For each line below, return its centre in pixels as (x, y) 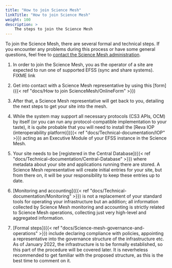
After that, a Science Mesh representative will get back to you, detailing (88, 101)
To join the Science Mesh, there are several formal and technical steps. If (83, 44)
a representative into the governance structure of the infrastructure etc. (88, 239)
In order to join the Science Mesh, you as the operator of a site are (83, 65)
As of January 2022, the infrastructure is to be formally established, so (88, 244)
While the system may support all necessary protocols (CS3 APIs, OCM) (89, 117)
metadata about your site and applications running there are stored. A (86, 164)
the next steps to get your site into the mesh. (60, 106)
